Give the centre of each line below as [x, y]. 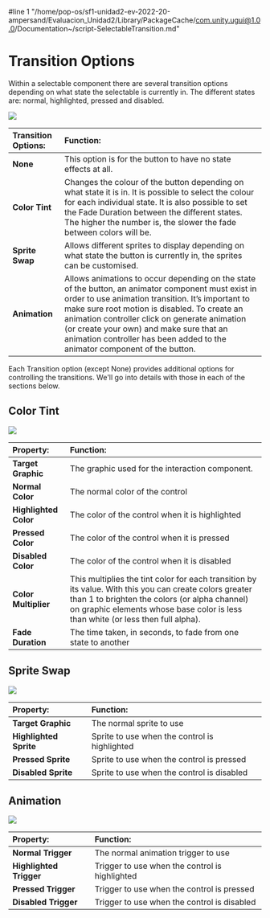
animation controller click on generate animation [155, 318]
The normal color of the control [128, 491]
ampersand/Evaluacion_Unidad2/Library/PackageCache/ [102, 20]
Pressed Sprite [41, 759]
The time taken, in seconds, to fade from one [154, 632]
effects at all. [88, 169]
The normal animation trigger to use [162, 853]
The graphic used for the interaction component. [161, 468]
